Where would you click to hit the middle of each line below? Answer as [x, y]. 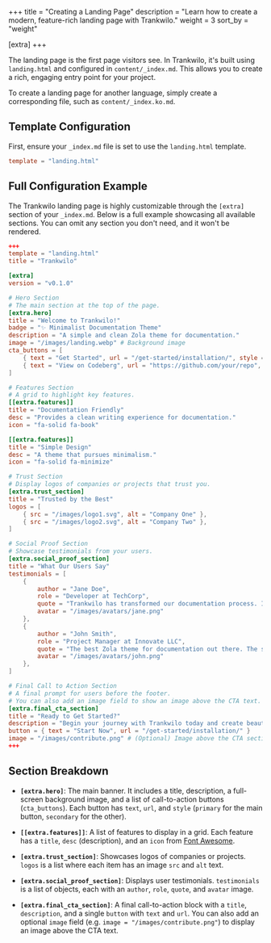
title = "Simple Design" [50, 447]
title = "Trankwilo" [43, 262]
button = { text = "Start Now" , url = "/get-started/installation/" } [129, 731]
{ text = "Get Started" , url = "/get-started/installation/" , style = [144, 358]
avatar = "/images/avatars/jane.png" [100, 612]
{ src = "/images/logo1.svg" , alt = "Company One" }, [115, 514]
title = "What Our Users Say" [59, 566]
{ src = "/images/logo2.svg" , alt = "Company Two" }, [115, 522]
